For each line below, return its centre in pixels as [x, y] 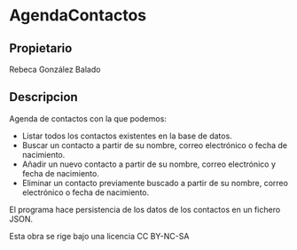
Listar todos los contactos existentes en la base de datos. [127, 136]
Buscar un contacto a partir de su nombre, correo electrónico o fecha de [155, 145]
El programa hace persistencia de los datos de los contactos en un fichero [145, 209]
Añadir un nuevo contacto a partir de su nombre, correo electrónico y [149, 164]
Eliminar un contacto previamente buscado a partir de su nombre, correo [155, 183]
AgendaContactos [78, 16]
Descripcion [43, 97]
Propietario [41, 48]
